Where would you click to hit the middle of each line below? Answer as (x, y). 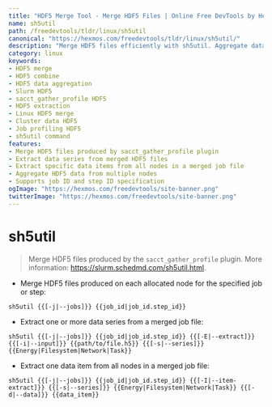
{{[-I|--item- (213, 380)
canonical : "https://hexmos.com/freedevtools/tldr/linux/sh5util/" (125, 38)
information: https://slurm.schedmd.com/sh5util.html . (117, 267)
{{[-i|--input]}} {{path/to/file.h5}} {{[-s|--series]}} (106, 343)
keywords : (25, 61)
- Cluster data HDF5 (43, 121)
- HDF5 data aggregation (50, 83)
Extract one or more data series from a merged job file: (112, 321)
